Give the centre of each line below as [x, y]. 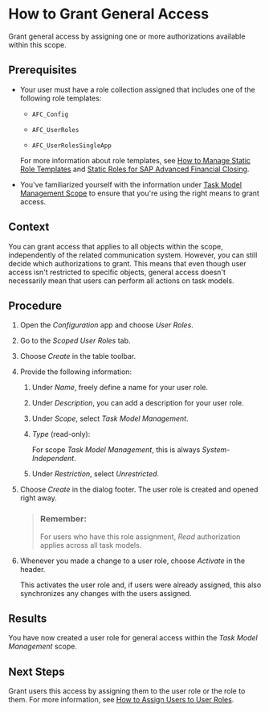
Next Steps [37, 671]
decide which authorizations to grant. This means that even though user [127, 263]
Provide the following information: [76, 372]
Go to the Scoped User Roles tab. [75, 341]
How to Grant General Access [109, 14]
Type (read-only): [61, 434]
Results [28, 619]
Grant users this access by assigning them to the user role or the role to [127, 691]
